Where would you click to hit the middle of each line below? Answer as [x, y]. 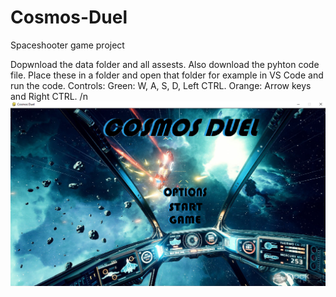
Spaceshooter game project [67, 45]
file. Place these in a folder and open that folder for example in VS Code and [167, 75]
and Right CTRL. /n [49, 96]
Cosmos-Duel [69, 17]
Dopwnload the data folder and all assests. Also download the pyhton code [165, 64]
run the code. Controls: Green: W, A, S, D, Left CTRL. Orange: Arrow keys [161, 85]
